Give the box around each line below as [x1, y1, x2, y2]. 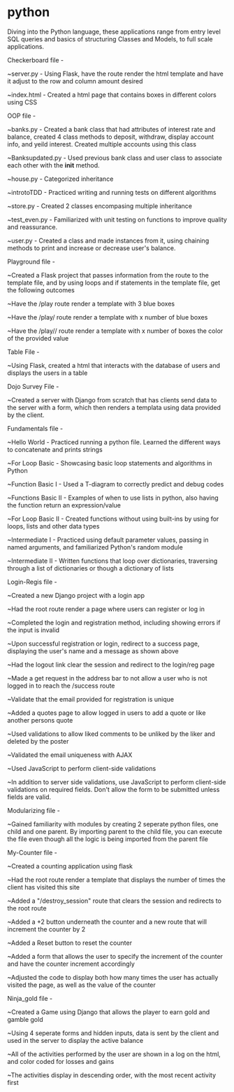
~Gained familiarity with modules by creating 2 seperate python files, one [7, 819, 219, 828]
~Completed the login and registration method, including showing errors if [7, 618, 221, 627]
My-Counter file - [7, 848, 57, 856]
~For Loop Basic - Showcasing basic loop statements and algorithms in [7, 458, 212, 467]
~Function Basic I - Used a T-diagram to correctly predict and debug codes [7, 479, 224, 488]
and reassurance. [7, 222, 58, 231]
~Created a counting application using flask [7, 861, 133, 870]
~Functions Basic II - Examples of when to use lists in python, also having [7, 493, 219, 502]
